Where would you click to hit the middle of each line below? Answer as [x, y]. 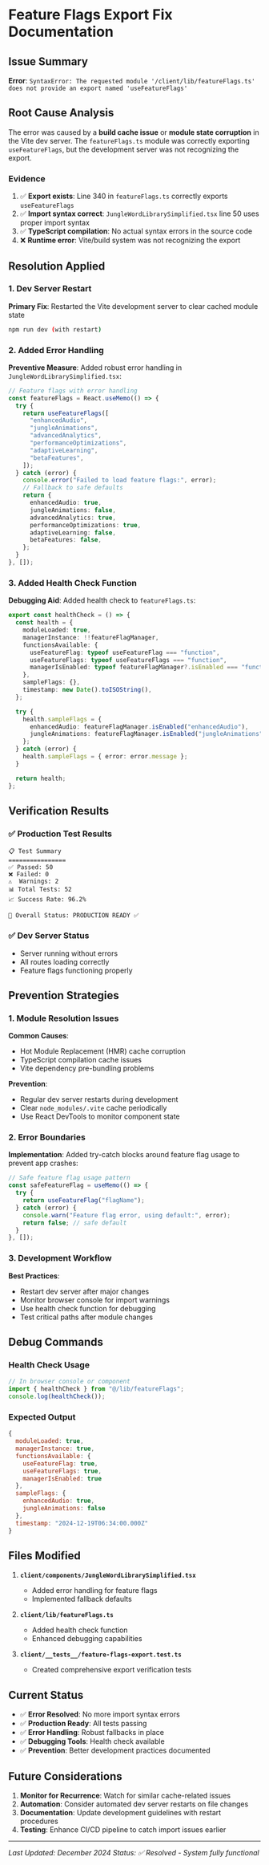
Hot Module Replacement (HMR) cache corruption [102, 1051]
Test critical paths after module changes [86, 1317]
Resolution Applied [57, 266]
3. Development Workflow [60, 1258]
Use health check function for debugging [88, 1308]
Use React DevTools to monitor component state [100, 1116]
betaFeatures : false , [66, 540]
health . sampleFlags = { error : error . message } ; [105, 757]
